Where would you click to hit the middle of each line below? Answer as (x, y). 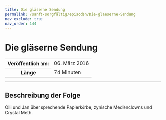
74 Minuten (67, 72)
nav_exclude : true (24, 19)
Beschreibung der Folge (43, 95)
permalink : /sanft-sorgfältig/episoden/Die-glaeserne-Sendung (70, 14)
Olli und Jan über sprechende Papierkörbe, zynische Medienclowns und (79, 107)
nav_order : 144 (21, 23)
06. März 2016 (72, 63)
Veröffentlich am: (28, 64)
